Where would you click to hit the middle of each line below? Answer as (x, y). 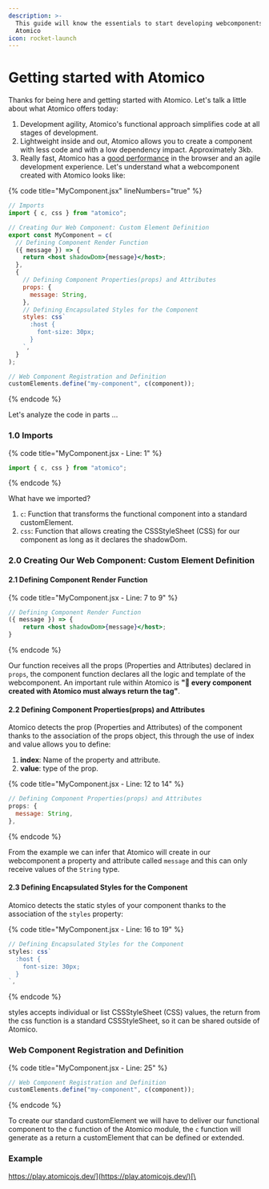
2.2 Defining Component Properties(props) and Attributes (107, 709)
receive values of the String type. (64, 869)
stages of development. (59, 132)
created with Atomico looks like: (72, 175)
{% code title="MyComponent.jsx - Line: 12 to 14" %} (96, 784)
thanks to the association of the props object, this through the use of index (131, 736)
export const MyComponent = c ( (60, 235)
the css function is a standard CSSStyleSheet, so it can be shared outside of (134, 1021)
